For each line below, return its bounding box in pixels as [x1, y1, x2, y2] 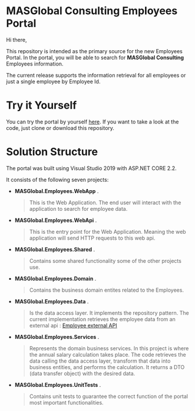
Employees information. [6, 60, 64, 67]
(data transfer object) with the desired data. [29, 370, 135, 377]
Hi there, [6, 36, 27, 43]
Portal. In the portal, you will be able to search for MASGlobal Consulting [6, 54, 184, 61]
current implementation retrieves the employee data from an [29, 315, 176, 322]
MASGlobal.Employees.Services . [14, 333, 100, 340]
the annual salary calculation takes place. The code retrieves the [29, 351, 187, 358]
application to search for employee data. [29, 205, 128, 212]
